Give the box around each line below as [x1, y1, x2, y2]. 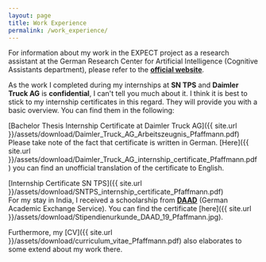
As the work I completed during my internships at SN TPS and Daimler [8, 80, 239, 90]
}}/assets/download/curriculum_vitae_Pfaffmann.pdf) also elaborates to [8, 236, 242, 246]
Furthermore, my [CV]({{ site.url [8, 228, 113, 237]
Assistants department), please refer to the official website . [8, 65, 205, 75]
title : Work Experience [8, 19, 87, 27]
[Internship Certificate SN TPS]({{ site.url [8, 179, 143, 188]
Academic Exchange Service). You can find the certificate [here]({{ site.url [8, 204, 252, 214]
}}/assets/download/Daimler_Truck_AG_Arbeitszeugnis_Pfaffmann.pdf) [8, 129, 240, 139]
